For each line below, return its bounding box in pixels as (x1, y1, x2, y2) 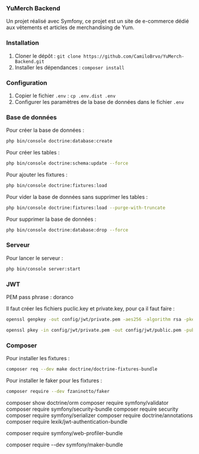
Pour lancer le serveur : (6, 254, 63, 262)
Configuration (6, 78, 47, 87)
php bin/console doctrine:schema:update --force (6, 160, 129, 167)
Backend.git (14, 58, 44, 65)
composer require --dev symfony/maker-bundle (6, 441, 123, 448)
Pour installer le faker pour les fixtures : (6, 377, 102, 384)
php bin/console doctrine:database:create (6, 138, 113, 144)
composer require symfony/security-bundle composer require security (6, 405, 179, 412)
